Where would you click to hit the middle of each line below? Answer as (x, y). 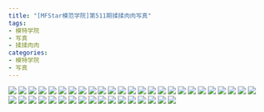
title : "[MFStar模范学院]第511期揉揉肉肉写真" (80, 16)
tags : (17, 23)
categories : (28, 53)
